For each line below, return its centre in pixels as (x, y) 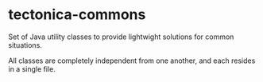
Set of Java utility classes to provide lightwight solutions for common (121, 37)
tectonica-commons (77, 15)
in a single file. (32, 68)
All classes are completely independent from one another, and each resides (132, 61)
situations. (25, 45)
